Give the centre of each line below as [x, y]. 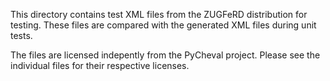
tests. [21, 35]
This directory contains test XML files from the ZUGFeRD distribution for [159, 14]
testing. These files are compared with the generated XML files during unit [163, 25]
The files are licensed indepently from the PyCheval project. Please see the [165, 55]
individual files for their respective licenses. [100, 65]
